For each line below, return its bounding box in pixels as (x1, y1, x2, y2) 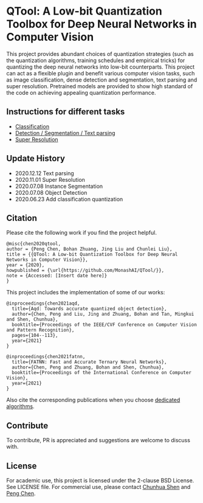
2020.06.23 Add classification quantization (15, 195, 123, 203)
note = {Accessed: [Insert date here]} (6, 272, 108, 279)
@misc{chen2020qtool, (6, 241, 61, 247)
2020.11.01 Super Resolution (15, 176, 85, 183)
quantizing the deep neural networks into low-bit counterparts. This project (6, 63, 195, 71)
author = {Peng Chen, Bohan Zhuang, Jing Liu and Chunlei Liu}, (6, 246, 173, 252)
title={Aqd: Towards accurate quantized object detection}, (12, 306, 167, 312)
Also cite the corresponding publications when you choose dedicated (6, 397, 181, 404)
